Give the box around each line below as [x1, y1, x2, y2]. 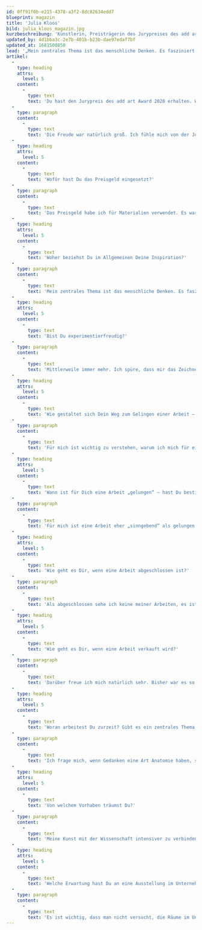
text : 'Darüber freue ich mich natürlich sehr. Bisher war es [28, 679, 187, 685]
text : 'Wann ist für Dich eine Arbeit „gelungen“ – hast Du [28, 489, 182, 496]
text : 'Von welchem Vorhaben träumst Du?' [28, 803, 136, 809]
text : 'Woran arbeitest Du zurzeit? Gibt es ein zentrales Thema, [28, 724, 198, 730]
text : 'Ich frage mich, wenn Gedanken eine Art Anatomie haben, [28, 758, 192, 764]
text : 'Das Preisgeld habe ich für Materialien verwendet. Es [28, 210, 187, 216]
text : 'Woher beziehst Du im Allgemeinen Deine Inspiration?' [28, 255, 187, 261]
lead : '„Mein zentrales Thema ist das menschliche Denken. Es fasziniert [6, 48, 195, 54]
